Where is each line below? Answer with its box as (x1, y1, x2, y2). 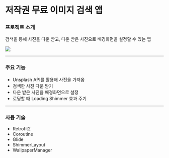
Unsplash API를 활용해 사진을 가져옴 (12, 76, 85, 83)
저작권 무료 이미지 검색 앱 (5, 5, 103, 16)
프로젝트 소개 (5, 24, 35, 31)
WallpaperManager (12, 147, 52, 153)
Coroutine (12, 131, 34, 137)
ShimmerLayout (12, 142, 46, 148)
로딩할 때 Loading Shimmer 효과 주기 (12, 95, 87, 101)
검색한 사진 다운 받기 (12, 83, 53, 89)
